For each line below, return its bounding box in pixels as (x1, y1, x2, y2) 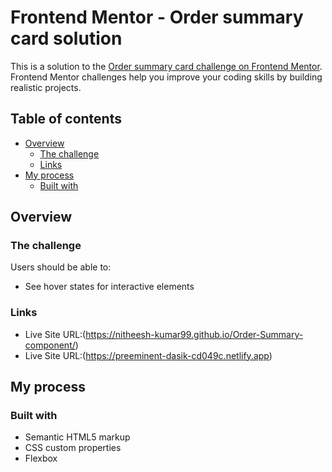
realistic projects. (10, 81, 82, 93)
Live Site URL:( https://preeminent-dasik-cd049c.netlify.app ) (24, 349, 273, 361)
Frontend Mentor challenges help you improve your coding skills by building (10, 71, 323, 83)
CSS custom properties (24, 442, 122, 454)
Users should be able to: (10, 261, 112, 273)
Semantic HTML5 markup (24, 431, 131, 443)
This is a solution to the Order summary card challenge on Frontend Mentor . (10, 60, 323, 72)
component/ (24, 339, 76, 351)
